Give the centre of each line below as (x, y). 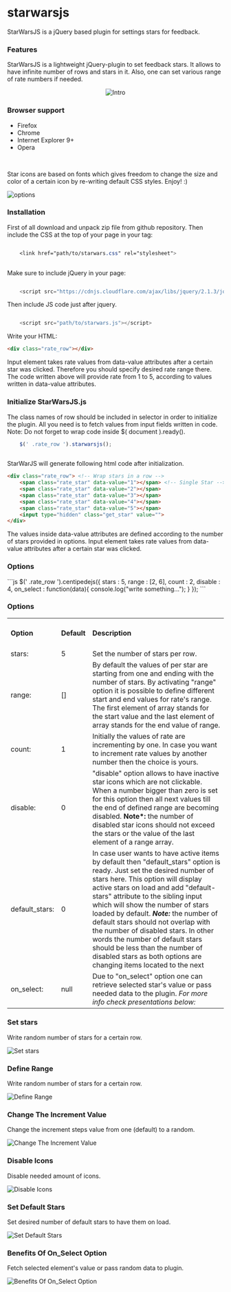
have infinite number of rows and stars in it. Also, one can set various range (114, 72)
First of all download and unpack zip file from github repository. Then (105, 227)
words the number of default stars (147, 939)
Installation (26, 213)
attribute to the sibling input (158, 896)
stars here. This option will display (147, 879)
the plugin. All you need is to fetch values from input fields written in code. (112, 424)
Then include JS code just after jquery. (62, 305)
